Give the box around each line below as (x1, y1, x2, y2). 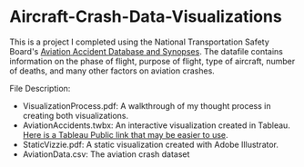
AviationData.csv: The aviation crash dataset (22, 148, 190, 160)
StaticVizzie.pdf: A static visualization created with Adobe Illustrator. (22, 139, 279, 150)
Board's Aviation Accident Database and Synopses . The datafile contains (9, 45, 284, 56)
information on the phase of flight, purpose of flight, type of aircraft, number (9, 55, 296, 66)
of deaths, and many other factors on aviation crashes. (9, 65, 216, 76)
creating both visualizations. (22, 110, 129, 121)
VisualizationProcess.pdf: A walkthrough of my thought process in (22, 100, 271, 111)
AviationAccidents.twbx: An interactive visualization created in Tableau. (22, 120, 291, 131)
